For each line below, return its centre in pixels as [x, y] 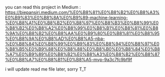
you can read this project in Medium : [43, 7]
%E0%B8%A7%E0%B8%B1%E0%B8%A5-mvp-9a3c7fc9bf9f [69, 59]
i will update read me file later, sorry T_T [46, 69]
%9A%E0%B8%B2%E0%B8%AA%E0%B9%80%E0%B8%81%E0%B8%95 [82, 33]
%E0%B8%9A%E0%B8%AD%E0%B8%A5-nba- [55, 38]
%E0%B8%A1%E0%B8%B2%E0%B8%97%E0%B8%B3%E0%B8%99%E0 [82, 23]
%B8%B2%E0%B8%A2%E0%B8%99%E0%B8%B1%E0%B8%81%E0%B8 [82, 28]
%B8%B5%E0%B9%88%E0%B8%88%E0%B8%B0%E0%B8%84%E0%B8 [82, 49]
